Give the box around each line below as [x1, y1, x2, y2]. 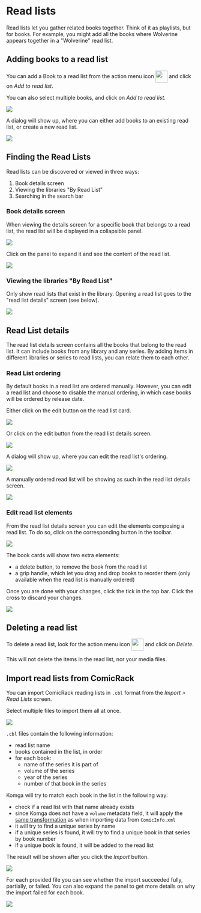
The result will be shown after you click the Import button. [6, 853, 149, 861]
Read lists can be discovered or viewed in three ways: [6, 168, 140, 175]
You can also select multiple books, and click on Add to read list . [6, 94, 166, 101]
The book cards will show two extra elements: [6, 551, 120, 558]
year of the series [23, 774, 68, 781]
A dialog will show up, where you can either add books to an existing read [6, 117, 189, 124]
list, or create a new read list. [6, 123, 78, 130]
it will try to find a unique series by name [14, 822, 116, 830]
